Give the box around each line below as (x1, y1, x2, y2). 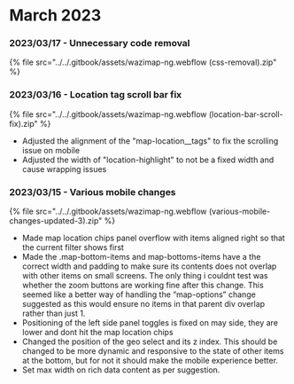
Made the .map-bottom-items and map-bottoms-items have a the (21, 252, 261, 263)
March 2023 (9, 5, 102, 26)
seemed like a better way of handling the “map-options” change (21, 289, 257, 300)
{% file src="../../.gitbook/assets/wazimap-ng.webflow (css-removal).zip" (9, 57, 277, 67)
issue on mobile (21, 145, 81, 155)
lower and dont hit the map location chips (21, 327, 174, 338)
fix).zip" (9, 118, 38, 129)
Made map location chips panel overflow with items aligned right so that (21, 232, 285, 244)
